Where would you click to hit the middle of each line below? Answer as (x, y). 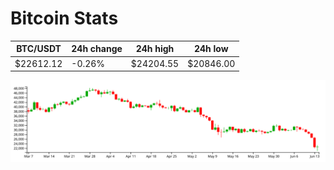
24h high (155, 49)
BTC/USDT (39, 49)
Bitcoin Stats (64, 18)
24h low (211, 49)
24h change (97, 49)
